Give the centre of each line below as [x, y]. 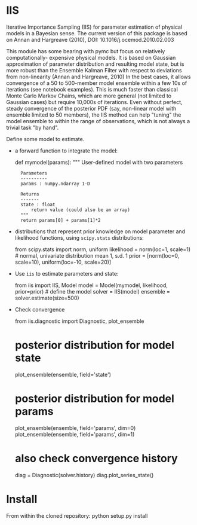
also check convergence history [96, 459]
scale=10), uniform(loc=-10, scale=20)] [63, 262]
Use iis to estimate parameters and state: [67, 273]
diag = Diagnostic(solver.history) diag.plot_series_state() [84, 475]
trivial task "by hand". [33, 127]
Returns [30, 194]
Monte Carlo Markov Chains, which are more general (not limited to [89, 96]
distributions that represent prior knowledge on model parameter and [100, 231]
